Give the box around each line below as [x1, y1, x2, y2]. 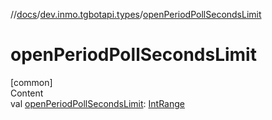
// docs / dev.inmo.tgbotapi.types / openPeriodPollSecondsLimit [10, 9, 262, 20]
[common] [10, 76, 53, 88]
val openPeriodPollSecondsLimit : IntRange [10, 97, 185, 109]
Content [10, 87, 44, 99]
